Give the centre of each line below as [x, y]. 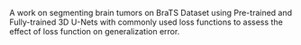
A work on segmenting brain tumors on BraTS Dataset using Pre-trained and [151, 13]
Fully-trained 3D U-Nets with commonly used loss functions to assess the [146, 22]
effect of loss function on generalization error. [95, 31]
